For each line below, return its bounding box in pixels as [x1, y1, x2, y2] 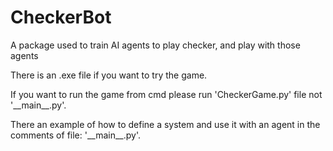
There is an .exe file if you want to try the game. [10, 69, 208, 81]
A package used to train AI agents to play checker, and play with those [10, 39, 301, 51]
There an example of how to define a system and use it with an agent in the [10, 118, 321, 130]
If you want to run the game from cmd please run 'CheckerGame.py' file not [10, 88, 323, 100]
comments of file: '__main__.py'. [10, 129, 142, 141]
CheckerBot [10, 6, 112, 29]
